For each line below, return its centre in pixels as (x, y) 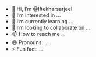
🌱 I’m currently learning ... (42, 21)
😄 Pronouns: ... (30, 42)
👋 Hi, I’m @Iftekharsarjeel (42, 9)
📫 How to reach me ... (38, 34)
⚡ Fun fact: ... (27, 49)
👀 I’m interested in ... (36, 15)
